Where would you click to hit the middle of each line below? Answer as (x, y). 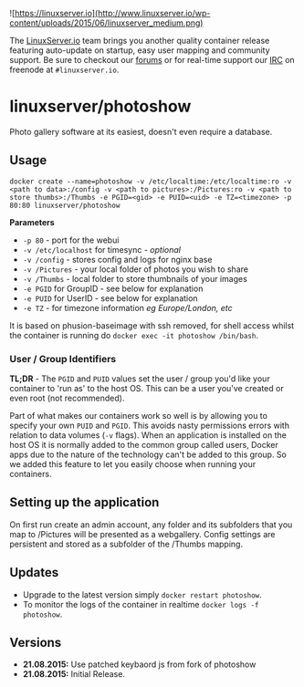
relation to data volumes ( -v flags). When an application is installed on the (148, 435)
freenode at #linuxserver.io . (64, 69)
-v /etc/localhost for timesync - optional (101, 249)
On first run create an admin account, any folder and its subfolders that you (151, 525)
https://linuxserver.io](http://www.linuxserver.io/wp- (113, 13)
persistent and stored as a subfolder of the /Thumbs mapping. (126, 544)
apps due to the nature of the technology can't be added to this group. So (148, 454)
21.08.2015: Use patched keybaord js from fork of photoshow (139, 664)
